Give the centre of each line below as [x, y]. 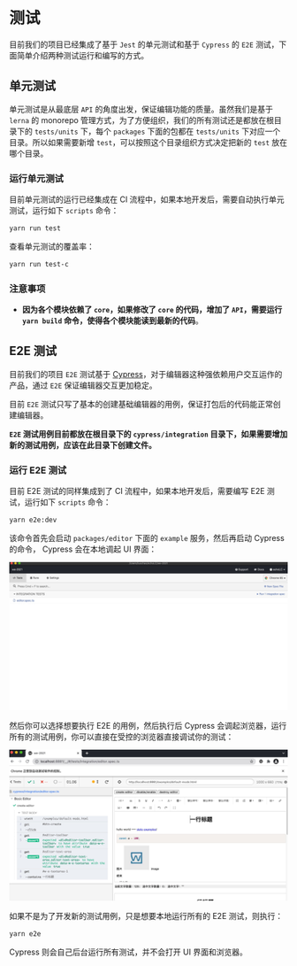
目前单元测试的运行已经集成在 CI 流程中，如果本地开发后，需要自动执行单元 [147, 199]
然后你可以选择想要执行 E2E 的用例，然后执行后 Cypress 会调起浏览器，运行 [148, 726]
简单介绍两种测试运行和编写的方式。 [82, 55]
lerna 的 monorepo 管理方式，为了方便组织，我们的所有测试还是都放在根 [142, 120]
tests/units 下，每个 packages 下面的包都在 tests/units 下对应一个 [157, 131]
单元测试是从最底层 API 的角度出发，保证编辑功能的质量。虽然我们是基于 [141, 109]
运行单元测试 [37, 178]
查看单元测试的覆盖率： [52, 246]
